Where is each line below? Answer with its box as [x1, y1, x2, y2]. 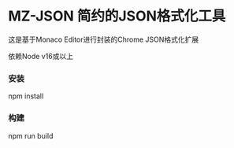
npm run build [8, 131, 54, 140]
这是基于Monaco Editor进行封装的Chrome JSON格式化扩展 [8, 35, 199, 44]
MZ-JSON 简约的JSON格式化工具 [8, 7, 226, 25]
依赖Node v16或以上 [8, 51, 73, 61]
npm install [8, 91, 44, 101]
